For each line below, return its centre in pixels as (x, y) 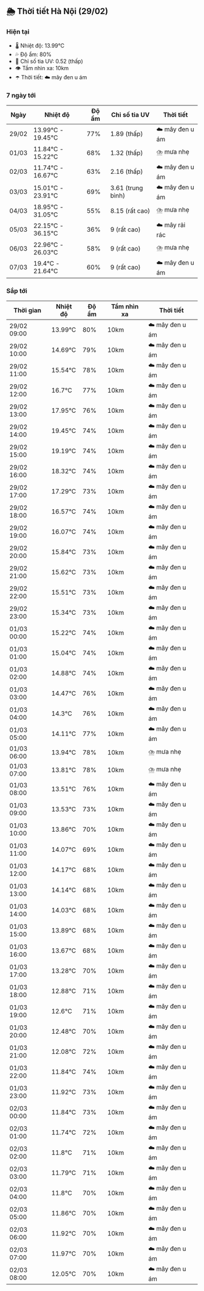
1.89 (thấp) (127, 134)
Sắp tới (17, 291)
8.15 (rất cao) (130, 210)
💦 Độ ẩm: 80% (33, 54)
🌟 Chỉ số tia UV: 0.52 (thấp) (49, 61)
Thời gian (27, 310)
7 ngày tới (21, 95)
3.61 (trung (127, 188)
